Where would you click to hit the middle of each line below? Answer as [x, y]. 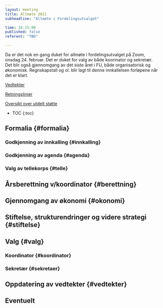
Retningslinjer [19, 94]
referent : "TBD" [21, 37]
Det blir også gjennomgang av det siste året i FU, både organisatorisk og [78, 65]
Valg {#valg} [25, 241]
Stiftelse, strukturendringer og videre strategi [76, 217]
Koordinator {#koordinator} [38, 255]
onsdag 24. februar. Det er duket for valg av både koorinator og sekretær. [79, 60]
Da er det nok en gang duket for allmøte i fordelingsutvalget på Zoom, [75, 55]
